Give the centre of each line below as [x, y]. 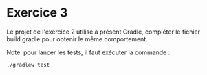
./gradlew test [28, 65]
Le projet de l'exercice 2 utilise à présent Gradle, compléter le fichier [103, 32]
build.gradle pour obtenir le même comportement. [77, 39]
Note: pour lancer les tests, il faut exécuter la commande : [88, 52]
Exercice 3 [37, 13]
